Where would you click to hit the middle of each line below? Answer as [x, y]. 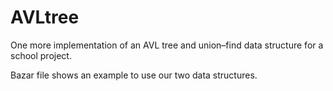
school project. [41, 55]
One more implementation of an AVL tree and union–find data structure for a [167, 45]
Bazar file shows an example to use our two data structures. [134, 75]
